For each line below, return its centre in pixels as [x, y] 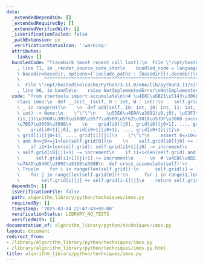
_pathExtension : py [36, 40]
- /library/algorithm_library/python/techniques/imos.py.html [86, 248]
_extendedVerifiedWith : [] [46, 29]
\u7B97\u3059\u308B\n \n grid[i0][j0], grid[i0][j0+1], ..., [104, 125]
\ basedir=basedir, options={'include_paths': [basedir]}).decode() [105, 74]
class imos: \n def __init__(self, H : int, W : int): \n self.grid [108, 102]
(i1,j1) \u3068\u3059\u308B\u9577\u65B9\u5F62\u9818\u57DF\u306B [100, 118]
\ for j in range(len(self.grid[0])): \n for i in [92, 175]
